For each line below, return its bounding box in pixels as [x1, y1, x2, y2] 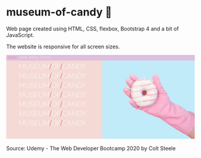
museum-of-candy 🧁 [6, 5, 112, 19]
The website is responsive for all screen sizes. [6, 43, 120, 50]
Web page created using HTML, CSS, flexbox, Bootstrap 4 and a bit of [6, 25, 179, 32]
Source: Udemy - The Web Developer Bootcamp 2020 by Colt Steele [6, 144, 176, 151]
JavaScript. [6, 31, 35, 38]
